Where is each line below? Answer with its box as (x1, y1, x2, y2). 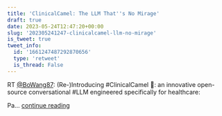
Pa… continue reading (7, 101, 71, 109)
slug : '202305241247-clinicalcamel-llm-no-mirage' (7, 29, 157, 37)
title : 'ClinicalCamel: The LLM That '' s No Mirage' (7, 10, 160, 17)
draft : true (7, 17, 42, 23)
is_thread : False (13, 61, 64, 68)
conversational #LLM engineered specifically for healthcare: (28, 88, 200, 96)
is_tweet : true (7, 36, 51, 43)
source (7, 88, 28, 96)
